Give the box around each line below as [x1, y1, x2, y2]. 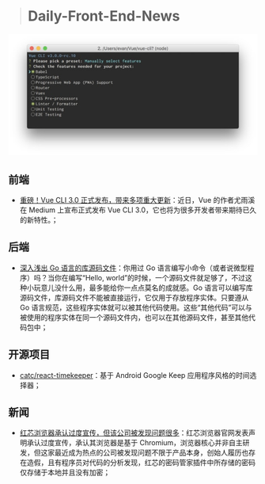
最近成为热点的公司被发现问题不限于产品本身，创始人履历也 [54, 448, 249, 458]
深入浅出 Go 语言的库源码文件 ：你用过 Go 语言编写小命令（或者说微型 [19, 263, 248, 272]
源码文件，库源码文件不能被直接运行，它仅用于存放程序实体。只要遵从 [19, 292, 249, 302]
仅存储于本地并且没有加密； [19, 467, 111, 478]
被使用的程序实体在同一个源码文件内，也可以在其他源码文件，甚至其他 [19, 312, 249, 322]
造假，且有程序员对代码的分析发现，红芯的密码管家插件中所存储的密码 [26, 458, 256, 467]
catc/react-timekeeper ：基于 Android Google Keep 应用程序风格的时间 [19, 370, 251, 379]
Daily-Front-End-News [27, 7, 180, 25]
